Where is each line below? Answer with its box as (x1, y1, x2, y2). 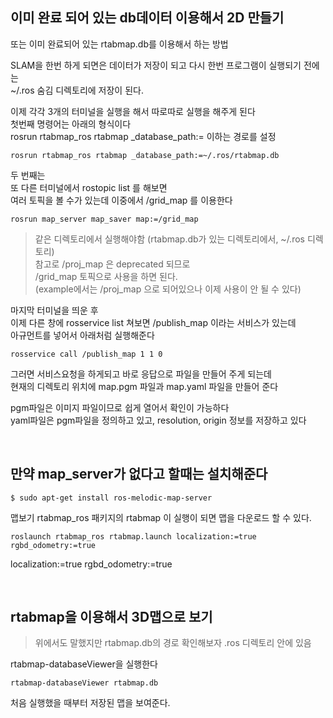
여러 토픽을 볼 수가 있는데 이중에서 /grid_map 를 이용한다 (10, 194, 233, 206)
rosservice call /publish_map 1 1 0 (10, 349, 163, 359)
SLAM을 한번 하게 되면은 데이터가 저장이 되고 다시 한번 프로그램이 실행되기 (10, 59, 302, 71)
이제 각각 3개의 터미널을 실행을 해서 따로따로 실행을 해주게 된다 (10, 105, 256, 117)
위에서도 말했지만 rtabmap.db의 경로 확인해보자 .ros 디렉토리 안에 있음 (34, 637, 312, 649)
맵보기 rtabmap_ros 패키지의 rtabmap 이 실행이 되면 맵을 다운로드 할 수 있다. (10, 511, 312, 523)
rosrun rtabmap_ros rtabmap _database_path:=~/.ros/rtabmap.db (10, 150, 280, 160)
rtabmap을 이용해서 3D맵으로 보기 (10, 609, 213, 626)
